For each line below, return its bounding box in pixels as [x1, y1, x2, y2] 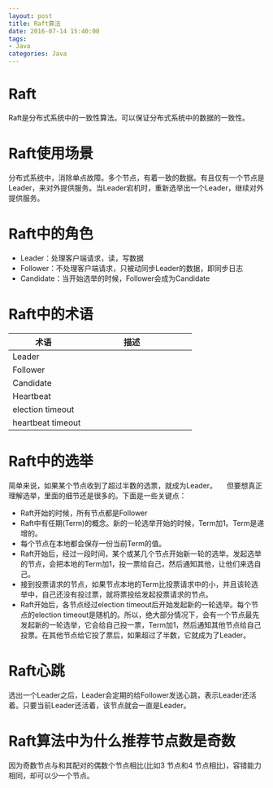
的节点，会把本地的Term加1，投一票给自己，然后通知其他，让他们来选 [19, 558, 254, 568]
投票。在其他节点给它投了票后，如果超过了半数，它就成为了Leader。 [19, 630, 250, 640]
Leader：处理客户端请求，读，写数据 [19, 253, 144, 263]
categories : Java [8, 50, 67, 58]
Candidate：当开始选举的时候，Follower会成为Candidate [19, 274, 210, 283]
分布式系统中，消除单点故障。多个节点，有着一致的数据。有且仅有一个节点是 [8, 173, 265, 182]
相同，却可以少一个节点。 [8, 770, 94, 780]
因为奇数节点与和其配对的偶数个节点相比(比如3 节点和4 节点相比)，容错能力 [8, 760, 262, 770]
